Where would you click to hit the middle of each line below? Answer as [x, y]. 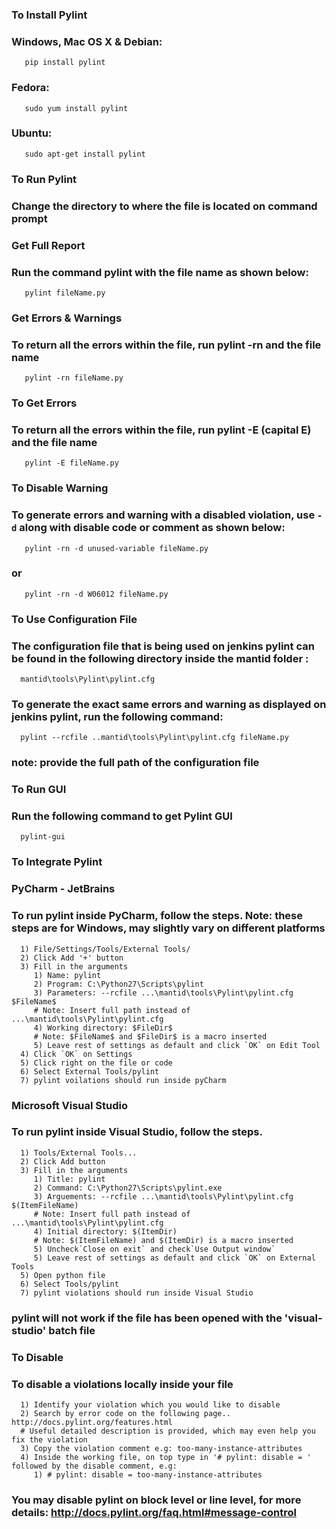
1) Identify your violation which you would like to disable [150, 1404]
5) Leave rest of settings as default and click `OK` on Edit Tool [177, 1045]
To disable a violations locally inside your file [122, 1384]
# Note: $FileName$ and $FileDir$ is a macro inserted [150, 1036]
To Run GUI [39, 790]
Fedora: [30, 88]
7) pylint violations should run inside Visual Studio [137, 1293]
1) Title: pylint [69, 1179]
